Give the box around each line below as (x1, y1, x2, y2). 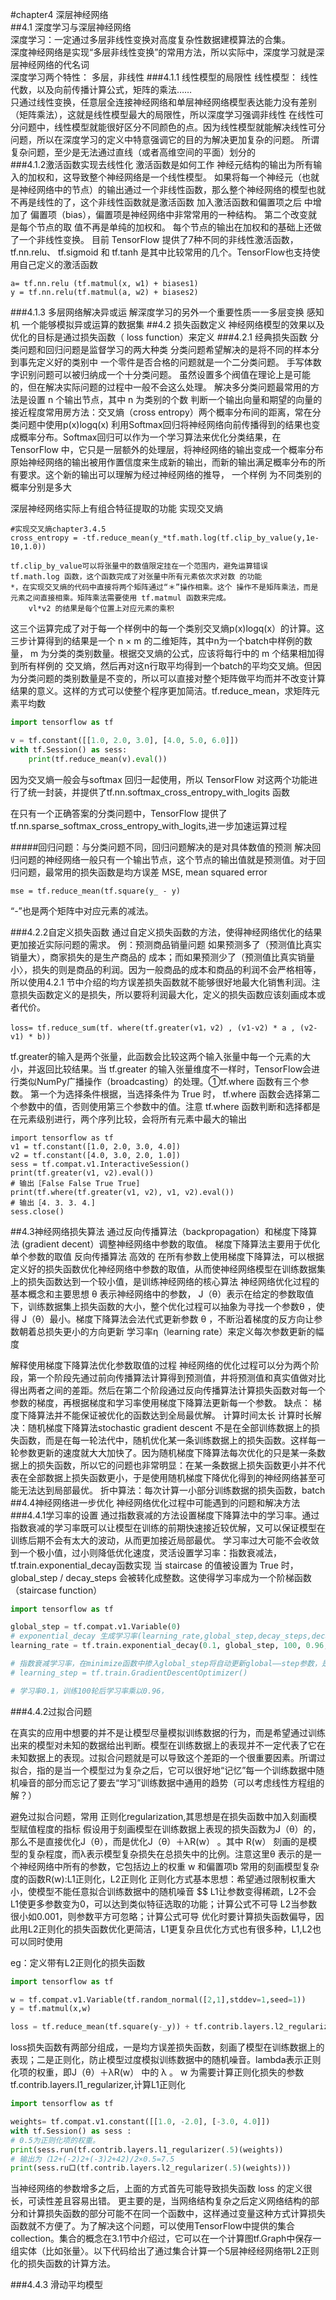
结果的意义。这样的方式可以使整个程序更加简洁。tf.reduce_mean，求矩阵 (10, 685, 312, 697)
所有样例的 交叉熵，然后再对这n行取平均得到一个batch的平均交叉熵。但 (18, 660, 313, 672)
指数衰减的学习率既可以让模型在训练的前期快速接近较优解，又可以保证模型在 (10, 1521, 326, 1533)
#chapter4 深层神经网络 (10, 9, 109, 20)
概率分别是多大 (10, 481, 72, 493)
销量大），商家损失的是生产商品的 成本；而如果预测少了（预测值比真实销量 (10, 951, 315, 963)
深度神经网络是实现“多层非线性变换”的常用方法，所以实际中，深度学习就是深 (10, 46, 325, 58)
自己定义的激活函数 (18, 259, 98, 270)
